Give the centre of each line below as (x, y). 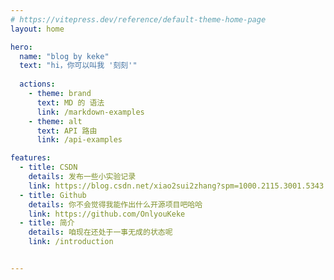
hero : (21, 47)
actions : (37, 84)
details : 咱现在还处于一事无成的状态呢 (100, 232)
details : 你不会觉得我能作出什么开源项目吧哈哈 (115, 204)
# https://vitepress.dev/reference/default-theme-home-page (138, 19)
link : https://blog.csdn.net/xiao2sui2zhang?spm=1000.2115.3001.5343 (176, 186)
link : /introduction (71, 242)
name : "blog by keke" (64, 56)
